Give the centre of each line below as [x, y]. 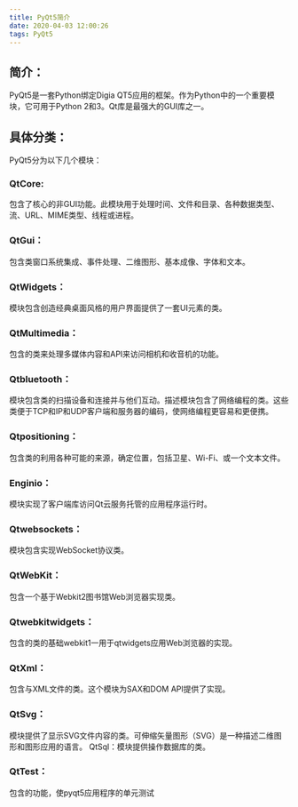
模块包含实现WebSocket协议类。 [69, 550]
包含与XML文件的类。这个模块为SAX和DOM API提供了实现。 [120, 689]
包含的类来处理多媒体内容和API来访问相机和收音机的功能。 [117, 354]
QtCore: [27, 183]
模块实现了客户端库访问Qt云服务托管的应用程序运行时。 [111, 504]
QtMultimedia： [44, 332]
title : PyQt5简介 [40, 17]
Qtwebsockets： [46, 529]
